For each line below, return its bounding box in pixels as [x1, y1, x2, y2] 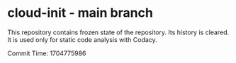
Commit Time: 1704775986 [7, 49, 86, 57]
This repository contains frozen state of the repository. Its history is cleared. [7, 28, 229, 36]
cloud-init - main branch [7, 5, 154, 21]
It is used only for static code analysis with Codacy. [7, 35, 157, 43]
